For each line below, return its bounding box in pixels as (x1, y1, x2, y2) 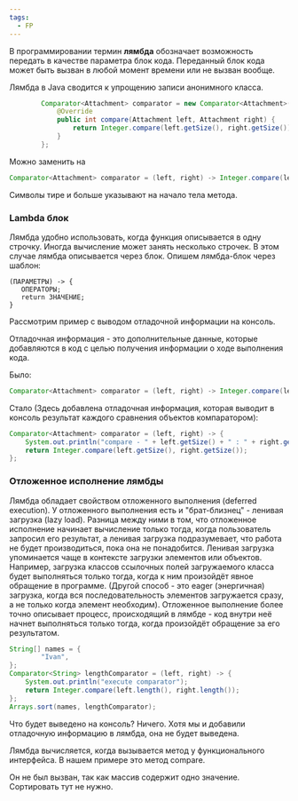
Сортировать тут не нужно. (9, 781, 114, 791)
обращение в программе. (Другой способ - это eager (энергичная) (9, 580, 265, 591)
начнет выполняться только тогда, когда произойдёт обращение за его (9, 618, 281, 629)
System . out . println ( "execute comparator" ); (25, 678, 189, 686)
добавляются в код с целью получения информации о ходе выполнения (9, 343, 284, 353)
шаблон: (9, 259, 42, 271)
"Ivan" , (41, 653, 69, 662)
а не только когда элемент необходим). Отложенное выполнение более (9, 599, 284, 609)
